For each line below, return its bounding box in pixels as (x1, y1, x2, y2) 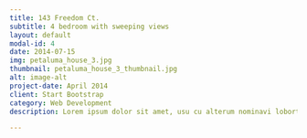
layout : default (9, 30, 71, 39)
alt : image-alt (9, 73, 68, 82)
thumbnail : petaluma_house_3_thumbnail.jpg (9, 65, 178, 74)
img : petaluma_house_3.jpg (9, 56, 112, 65)
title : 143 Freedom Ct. (9, 13, 101, 23)
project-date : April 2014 (9, 81, 108, 90)
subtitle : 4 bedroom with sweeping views (9, 22, 170, 31)
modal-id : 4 (9, 38, 55, 48)
